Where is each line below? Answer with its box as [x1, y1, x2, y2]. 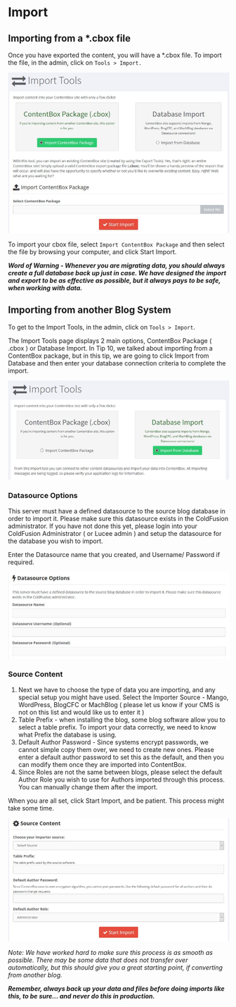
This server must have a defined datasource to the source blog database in [8, 506, 225, 515]
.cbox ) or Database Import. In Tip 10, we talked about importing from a [8, 344, 213, 352]
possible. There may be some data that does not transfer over [8, 956, 188, 964]
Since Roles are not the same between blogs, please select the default [18, 768, 223, 776]
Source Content [8, 670, 63, 680]
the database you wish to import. [8, 537, 104, 545]
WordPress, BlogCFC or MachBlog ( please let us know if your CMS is [18, 700, 221, 708]
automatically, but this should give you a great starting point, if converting [8, 963, 223, 972]
